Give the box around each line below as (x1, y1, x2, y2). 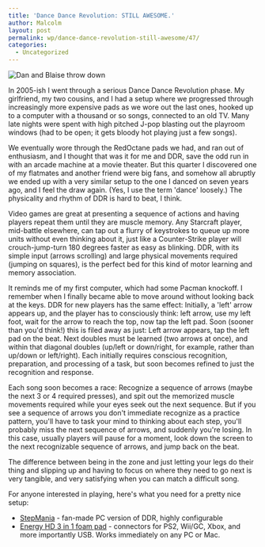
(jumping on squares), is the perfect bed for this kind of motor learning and (8, 259, 253, 269)
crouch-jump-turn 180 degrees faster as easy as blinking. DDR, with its (8, 243, 240, 252)
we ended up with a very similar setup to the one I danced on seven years (8, 177, 249, 186)
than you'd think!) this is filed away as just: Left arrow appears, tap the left (8, 326, 250, 335)
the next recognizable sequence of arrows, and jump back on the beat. (8, 442, 240, 451)
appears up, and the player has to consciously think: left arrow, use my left (8, 308, 252, 318)
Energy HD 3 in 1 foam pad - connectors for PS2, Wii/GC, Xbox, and (19, 522, 241, 531)
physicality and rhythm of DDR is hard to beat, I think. (8, 193, 183, 203)
